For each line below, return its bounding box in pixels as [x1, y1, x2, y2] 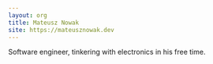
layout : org [8, 11, 47, 20]
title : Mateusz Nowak [8, 19, 80, 27]
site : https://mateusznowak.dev [8, 26, 114, 34]
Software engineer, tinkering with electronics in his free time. [8, 48, 206, 57]
